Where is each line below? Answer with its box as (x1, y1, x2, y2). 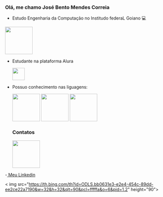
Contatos (12, 129, 35, 136)
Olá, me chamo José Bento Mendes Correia (5, 4, 110, 11)
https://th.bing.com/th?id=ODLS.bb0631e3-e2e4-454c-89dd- (28, 181, 154, 187)
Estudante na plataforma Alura (12, 58, 74, 64)
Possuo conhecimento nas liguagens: (12, 84, 88, 90)
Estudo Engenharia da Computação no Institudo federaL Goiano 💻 (12, 15, 146, 21)
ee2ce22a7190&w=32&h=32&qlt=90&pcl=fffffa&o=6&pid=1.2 (5, 186, 128, 192)
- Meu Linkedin (5, 172, 36, 177)
